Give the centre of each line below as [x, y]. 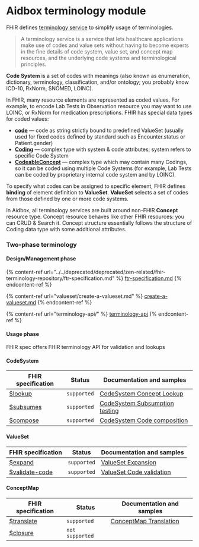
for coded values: [28, 119]
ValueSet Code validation [136, 472]
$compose [24, 420]
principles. [33, 64]
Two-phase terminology [41, 244]
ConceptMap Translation [145, 521]
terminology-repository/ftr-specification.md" [60, 278]
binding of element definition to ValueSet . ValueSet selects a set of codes [97, 192]
